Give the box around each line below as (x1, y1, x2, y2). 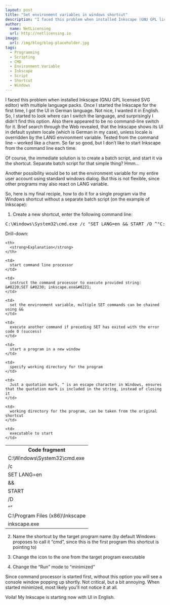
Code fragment (28, 446, 66, 453)
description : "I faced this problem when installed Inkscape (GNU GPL (5, 17, 157, 22)
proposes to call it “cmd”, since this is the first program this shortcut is (12, 539, 159, 545)
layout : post (5, 7, 33, 13)
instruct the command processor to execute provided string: (10, 280, 142, 285)
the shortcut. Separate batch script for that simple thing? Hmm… (5, 160, 140, 166)
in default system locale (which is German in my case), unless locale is (5, 129, 153, 135)
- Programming (10, 50, 39, 55)
